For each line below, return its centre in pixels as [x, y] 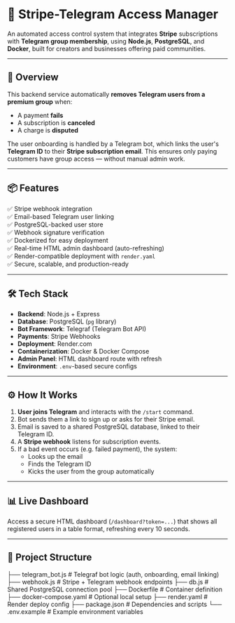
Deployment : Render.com [55, 344]
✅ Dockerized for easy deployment [58, 240]
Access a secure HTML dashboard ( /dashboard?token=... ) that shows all [112, 521]
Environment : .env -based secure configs [77, 366]
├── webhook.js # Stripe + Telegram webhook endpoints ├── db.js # [108, 582]
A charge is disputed [48, 130]
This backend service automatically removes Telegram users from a [106, 94]
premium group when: [40, 102]
